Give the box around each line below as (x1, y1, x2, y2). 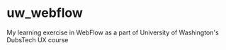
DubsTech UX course (6, 35, 69, 44)
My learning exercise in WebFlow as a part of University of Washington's (6, 28, 219, 37)
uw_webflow (6, 5, 83, 21)
